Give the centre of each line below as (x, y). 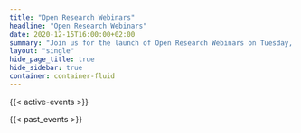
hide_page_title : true (52, 59)
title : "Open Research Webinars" (72, 18)
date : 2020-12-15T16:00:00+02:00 (72, 34)
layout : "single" (42, 51)
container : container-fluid (62, 76)
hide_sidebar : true (46, 68)
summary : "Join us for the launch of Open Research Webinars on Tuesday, (151, 43)
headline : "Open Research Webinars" (78, 26)
